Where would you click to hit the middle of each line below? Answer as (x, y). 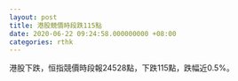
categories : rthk (41, 42)
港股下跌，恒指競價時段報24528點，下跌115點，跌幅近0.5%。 (122, 68)
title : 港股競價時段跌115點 (56, 26)
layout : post (33, 17)
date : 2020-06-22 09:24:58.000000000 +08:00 (93, 33)
